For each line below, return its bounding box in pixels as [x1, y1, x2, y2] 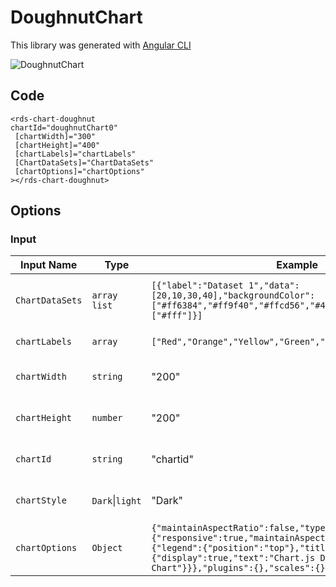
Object [91, 542, 123, 554]
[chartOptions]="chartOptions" [14, 166, 145, 176]
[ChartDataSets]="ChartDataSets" [14, 157, 155, 168]
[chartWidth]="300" [14, 131, 97, 141]
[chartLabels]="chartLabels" [14, 149, 137, 159]
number [91, 412, 123, 424]
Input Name [20, 258, 78, 272]
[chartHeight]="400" [14, 140, 101, 150]
